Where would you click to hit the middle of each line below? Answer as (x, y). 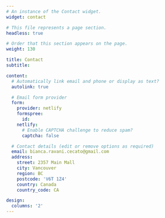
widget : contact (26, 17)
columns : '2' (27, 206)
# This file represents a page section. (57, 28)
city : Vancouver (37, 168)
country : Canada (37, 185)
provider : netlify (39, 108)
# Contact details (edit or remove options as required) (83, 146)
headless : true (25, 33)
